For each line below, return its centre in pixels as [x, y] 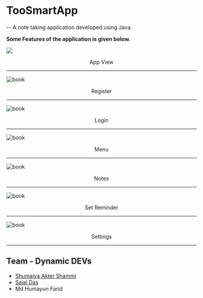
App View [101, 62]
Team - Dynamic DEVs [49, 261]
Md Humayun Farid [39, 288]
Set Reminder [101, 207]
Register [101, 91]
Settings [101, 236]
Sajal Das [27, 282]
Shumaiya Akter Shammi [46, 276]
